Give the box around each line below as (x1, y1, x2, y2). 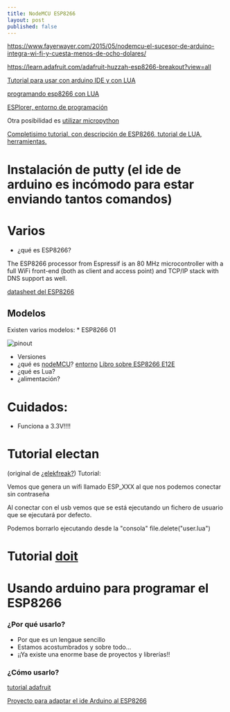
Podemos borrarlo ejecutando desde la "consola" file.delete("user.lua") (7, 524, 211, 532)
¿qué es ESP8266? (17, 245, 71, 254)
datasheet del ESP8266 (7, 287, 75, 295)
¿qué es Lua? (17, 367, 55, 376)
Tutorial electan (7, 446, 100, 462)
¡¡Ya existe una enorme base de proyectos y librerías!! (17, 650, 170, 659)
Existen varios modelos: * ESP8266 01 (7, 326, 116, 334)
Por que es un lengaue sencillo (17, 635, 106, 643)
